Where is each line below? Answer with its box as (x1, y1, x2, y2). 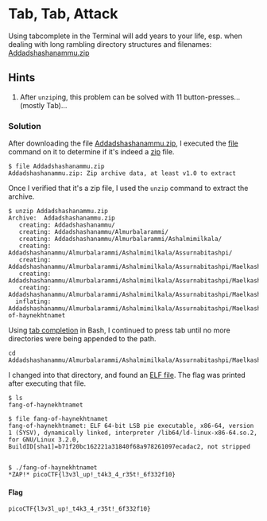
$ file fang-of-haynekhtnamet (8, 415, 109, 423)
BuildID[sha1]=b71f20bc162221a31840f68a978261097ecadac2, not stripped (8, 443, 250, 451)
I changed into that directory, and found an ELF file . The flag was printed (8, 371, 246, 380)
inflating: (15, 297, 52, 306)
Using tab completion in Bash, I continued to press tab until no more (8, 325, 230, 335)
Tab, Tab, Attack (8, 5, 118, 23)
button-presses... (184, 92, 241, 102)
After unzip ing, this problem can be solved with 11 (19, 92, 183, 102)
